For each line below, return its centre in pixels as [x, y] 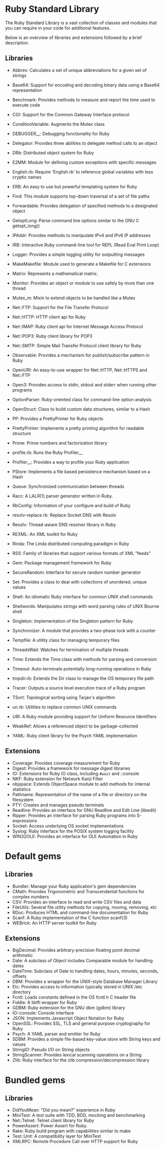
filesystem [23, 800]
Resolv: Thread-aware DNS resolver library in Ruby [64, 524]
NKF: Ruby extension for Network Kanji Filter [58, 779]
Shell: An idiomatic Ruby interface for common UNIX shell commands [82, 596]
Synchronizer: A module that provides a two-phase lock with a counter [84, 630]
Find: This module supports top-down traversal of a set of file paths [81, 196]
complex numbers [31, 897]
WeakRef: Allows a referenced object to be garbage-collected [75, 726]
